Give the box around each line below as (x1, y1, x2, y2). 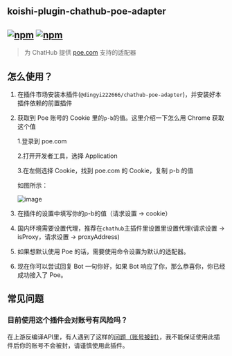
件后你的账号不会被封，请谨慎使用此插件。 (7, 341, 129, 349)
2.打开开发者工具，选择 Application (17, 152, 118, 160)
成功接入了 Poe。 (17, 271, 67, 279)
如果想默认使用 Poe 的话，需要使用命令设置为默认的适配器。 (17, 247, 190, 256)
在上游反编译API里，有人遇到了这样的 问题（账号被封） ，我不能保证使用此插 (7, 332, 220, 341)
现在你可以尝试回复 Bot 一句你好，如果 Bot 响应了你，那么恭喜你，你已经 (17, 262, 226, 271)
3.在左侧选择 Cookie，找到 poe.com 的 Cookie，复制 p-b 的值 (17, 166, 194, 175)
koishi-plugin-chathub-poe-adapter (7, 6, 166, 17)
